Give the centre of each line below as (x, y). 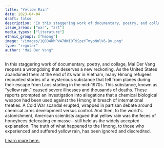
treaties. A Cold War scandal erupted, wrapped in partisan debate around (79, 105)
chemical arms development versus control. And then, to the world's (74, 110)
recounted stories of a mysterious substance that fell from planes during (78, 79)
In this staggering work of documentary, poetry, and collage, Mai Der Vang (80, 64)
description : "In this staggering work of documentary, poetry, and (76, 23)
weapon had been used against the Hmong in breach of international (74, 100)
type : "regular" (21, 46)
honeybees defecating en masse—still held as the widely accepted (72, 121)
